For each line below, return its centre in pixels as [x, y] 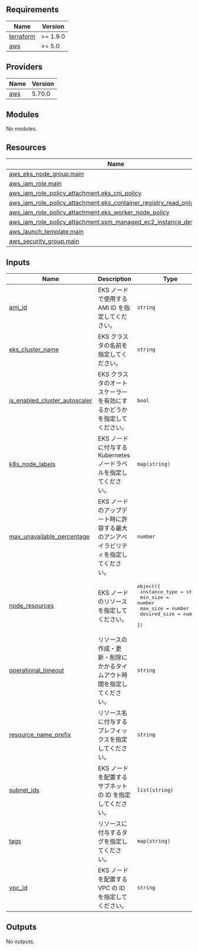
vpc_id [18, 888]
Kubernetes [114, 455]
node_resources [32, 606]
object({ [149, 586]
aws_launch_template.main [47, 232]
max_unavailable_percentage [49, 536]
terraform [22, 36]
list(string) [155, 790]
